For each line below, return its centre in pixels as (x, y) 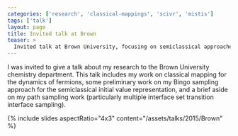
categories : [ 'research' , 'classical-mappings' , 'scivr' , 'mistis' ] (110, 14)
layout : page (27, 27)
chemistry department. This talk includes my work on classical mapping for (117, 74)
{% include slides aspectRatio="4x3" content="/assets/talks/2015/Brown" (115, 118)
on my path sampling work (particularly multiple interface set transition (110, 97)
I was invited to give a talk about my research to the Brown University (108, 67)
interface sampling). (36, 104)
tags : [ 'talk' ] (30, 21)
